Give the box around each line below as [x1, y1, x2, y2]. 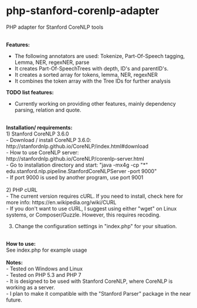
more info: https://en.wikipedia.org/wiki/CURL [6, 198, 117, 206]
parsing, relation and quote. [14, 106, 81, 113]
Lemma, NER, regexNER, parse [14, 59, 90, 66]
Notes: [6, 259, 23, 266]
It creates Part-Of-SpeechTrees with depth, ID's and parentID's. [14, 65, 169, 72]
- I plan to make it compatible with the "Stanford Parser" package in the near [6, 290, 191, 297]
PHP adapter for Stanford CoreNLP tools [6, 23, 104, 31]
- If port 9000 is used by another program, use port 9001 [6, 174, 144, 181]
